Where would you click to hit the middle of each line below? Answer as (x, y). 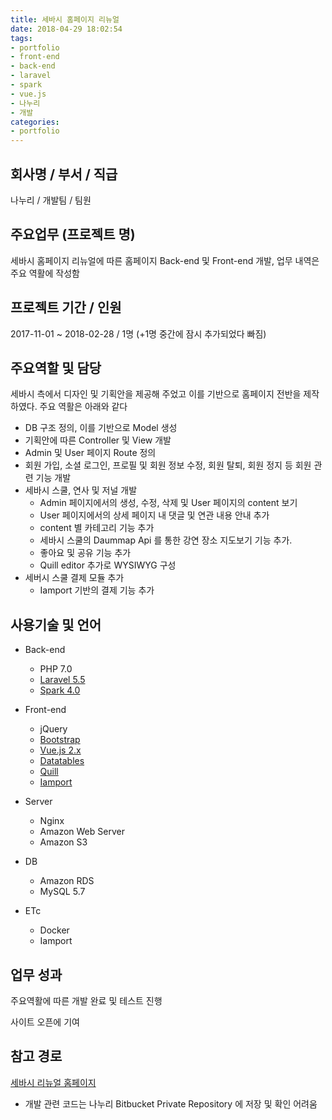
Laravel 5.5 (62, 680)
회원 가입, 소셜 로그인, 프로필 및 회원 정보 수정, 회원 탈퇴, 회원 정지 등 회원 (168, 465)
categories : (35, 122)
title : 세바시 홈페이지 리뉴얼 (65, 19)
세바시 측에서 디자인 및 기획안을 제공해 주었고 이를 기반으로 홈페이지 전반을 (156, 394)
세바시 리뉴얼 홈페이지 (53, 1082)
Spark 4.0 (60, 690)
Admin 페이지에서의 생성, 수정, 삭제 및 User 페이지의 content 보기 (168, 503)
